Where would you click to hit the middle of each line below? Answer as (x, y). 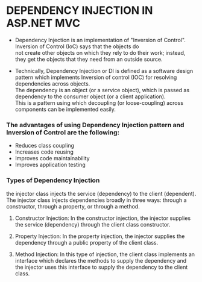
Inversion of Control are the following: (63, 132)
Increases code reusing (44, 152)
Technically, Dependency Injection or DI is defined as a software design (104, 70)
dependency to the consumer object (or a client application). (90, 96)
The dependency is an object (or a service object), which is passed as (102, 90)
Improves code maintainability (52, 158)
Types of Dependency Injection (53, 180)
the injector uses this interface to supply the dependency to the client (101, 267)
